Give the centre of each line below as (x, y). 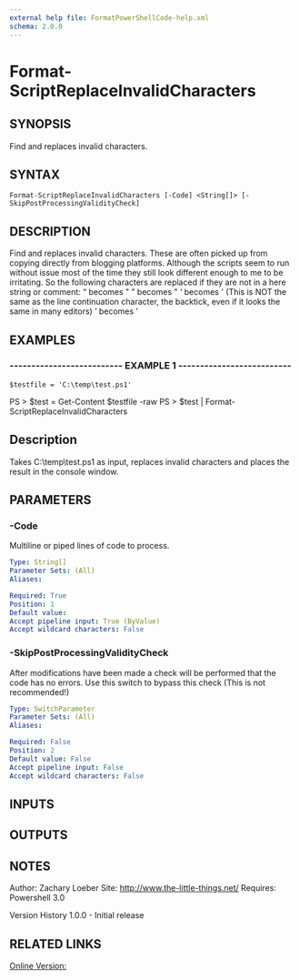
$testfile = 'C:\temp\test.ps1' (70, 384)
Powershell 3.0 (37, 898)
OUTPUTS (39, 835)
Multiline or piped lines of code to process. (90, 546)
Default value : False (50, 759)
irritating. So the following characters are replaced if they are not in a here (148, 282)
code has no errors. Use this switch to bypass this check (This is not (138, 682)
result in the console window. (64, 471)
